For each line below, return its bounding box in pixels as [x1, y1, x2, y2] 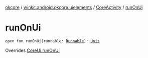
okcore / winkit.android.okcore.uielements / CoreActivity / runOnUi [5, 5, 143, 10]
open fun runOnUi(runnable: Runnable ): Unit [5, 38, 100, 43]
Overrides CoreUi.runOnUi [5, 47, 60, 53]
